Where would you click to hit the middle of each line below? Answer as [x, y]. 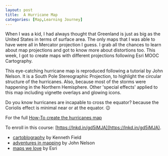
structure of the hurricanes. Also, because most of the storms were [76, 82]
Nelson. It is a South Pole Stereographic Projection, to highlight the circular [83, 76]
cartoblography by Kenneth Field [47, 138]
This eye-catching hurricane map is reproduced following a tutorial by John [84, 71]
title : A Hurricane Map [31, 15]
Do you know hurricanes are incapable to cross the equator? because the [82, 102]
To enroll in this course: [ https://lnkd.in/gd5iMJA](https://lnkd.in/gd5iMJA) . [83, 127]
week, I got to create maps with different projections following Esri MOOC [82, 56]
